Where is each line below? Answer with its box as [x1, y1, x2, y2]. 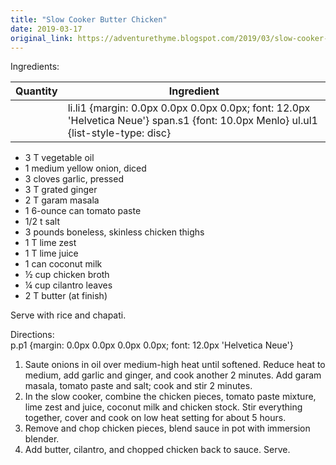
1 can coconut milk [24, 258, 103, 270]
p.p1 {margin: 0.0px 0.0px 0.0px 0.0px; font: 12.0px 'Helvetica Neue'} [10, 339, 294, 351]
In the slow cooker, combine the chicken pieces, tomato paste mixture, [24, 391, 317, 403]
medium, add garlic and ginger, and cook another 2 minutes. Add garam [24, 369, 322, 381]
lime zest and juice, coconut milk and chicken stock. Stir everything [24, 401, 303, 413]
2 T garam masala [24, 194, 100, 206]
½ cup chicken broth [24, 269, 110, 281]
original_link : [10, 33, 74, 43]
